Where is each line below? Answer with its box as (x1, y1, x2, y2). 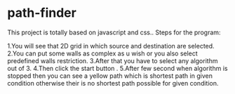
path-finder (7, 5, 77, 21)
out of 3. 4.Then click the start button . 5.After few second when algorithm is (7, 64, 228, 72)
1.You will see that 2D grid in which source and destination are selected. (7, 41, 215, 50)
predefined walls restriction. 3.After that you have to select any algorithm (7, 56, 218, 65)
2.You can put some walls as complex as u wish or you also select (7, 49, 198, 58)
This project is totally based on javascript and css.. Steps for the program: (7, 28, 221, 36)
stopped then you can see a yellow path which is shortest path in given (7, 72, 213, 80)
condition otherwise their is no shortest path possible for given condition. (7, 79, 219, 87)
